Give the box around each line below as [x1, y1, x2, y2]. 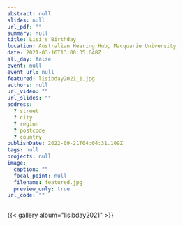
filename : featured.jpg [13, 179, 82, 186]
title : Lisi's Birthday [7, 36, 77, 43]
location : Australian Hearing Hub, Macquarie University [7, 43, 177, 50]
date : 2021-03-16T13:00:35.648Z [7, 50, 101, 56]
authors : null [7, 82, 49, 89]
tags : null [7, 146, 39, 153]
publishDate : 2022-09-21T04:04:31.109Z [7, 140, 124, 147]
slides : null [7, 17, 45, 24]
